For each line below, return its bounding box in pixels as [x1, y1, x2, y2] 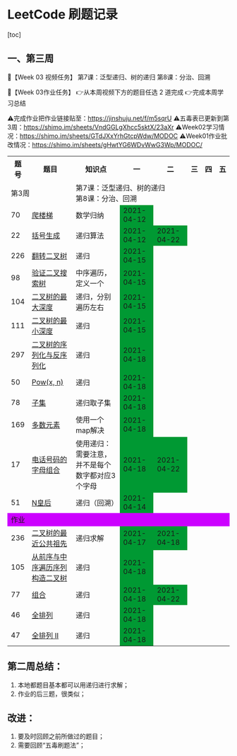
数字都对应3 [75, 470, 116, 480]
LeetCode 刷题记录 [7, 6, 119, 23]
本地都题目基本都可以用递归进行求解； [17, 680, 129, 689]
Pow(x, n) [31, 377, 64, 386]
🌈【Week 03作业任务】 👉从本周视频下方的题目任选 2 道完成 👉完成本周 [7, 88, 218, 96]
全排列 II [31, 631, 59, 641]
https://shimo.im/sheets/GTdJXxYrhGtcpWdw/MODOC [20, 132, 178, 140]
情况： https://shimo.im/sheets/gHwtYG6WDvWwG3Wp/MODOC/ [13, 140, 203, 149]
